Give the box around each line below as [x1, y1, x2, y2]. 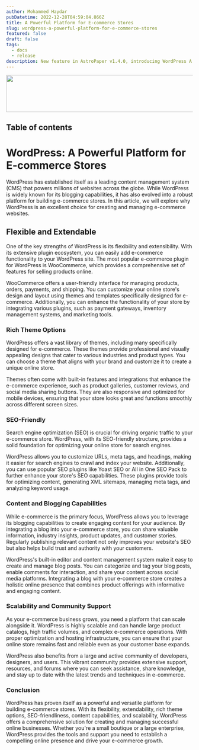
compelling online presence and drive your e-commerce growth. [6, 737, 163, 744]
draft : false [6, 36, 38, 42]
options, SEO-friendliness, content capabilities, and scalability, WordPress [6, 712, 187, 719]
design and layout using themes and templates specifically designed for [6, 291, 182, 299]
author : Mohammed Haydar [6, 8, 68, 15]
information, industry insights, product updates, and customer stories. [6, 531, 176, 539]
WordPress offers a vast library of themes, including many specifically [6, 339, 177, 346]
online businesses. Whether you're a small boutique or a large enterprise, [6, 725, 185, 732]
